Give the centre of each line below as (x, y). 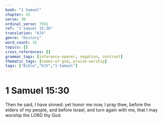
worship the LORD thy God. (34, 115)
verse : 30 (16, 19)
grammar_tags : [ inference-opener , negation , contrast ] (64, 56)
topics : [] (17, 47)
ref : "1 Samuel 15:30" (29, 29)
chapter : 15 (18, 15)
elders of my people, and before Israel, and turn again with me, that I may (82, 110)
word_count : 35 (21, 43)
